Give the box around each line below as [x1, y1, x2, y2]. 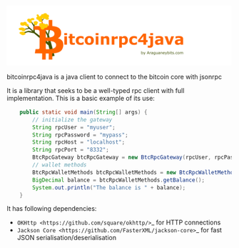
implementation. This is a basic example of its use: [6, 94, 155, 102]
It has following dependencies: [6, 204, 97, 213]
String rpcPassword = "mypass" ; [32, 131, 129, 139]
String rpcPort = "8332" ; [32, 147, 110, 154]
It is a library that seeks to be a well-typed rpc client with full [6, 86, 185, 94]
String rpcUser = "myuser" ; [32, 124, 116, 131]
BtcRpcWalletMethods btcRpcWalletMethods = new [32, 169, 176, 176]
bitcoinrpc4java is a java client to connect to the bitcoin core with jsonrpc [6, 72, 223, 81]
